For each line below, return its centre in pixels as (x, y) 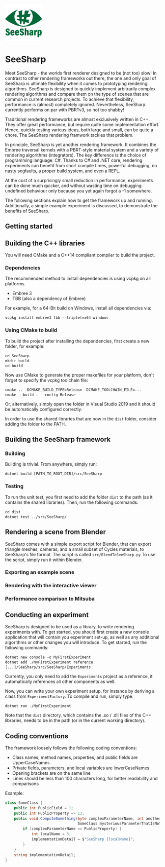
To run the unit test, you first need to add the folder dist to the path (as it (79, 497)
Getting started (29, 226)
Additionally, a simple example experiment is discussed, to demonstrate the (82, 205)
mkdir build (17, 361)
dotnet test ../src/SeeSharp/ (36, 517)
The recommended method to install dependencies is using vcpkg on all (78, 279)
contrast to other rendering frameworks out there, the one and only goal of (81, 78)
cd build (14, 366)
